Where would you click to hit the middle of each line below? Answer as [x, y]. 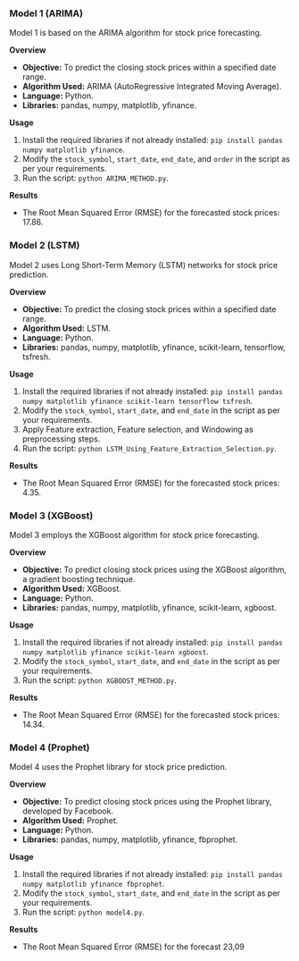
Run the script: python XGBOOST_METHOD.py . [99, 680]
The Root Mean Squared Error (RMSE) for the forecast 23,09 [133, 947]
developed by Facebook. [68, 811]
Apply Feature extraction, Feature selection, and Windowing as [138, 429]
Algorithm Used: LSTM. [66, 328]
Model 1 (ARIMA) [46, 13]
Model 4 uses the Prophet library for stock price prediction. [118, 767]
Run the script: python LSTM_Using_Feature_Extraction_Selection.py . [149, 448]
